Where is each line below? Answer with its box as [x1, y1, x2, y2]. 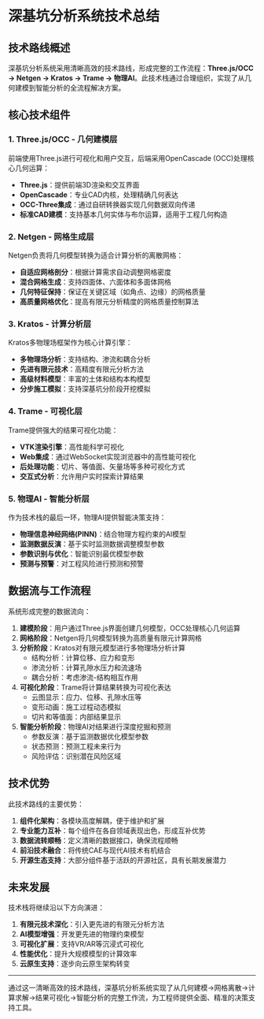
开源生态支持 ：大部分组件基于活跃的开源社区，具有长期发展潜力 [19, 855, 226, 865]
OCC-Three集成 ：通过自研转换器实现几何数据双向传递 [19, 199, 196, 209]
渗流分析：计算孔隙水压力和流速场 [31, 663, 142, 672]
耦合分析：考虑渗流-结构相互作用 [31, 672, 139, 682]
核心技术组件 [8, 108, 71, 122]
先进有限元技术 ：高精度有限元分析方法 [19, 364, 144, 374]
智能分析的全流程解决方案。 [35, 84, 126, 92]
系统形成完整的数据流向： [8, 606, 91, 615]
